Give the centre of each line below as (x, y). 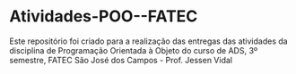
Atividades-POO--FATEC (104, 16)
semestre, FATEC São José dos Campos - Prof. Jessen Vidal (121, 60)
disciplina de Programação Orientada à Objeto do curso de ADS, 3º (134, 50)
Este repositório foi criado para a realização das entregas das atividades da (149, 41)
